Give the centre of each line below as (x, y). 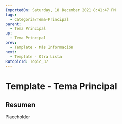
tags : (11, 15)
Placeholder (18, 117)
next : (11, 52)
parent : (13, 24)
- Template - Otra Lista (36, 57)
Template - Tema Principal (61, 86)
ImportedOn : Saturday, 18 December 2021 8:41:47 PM (60, 10)
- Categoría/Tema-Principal (39, 19)
